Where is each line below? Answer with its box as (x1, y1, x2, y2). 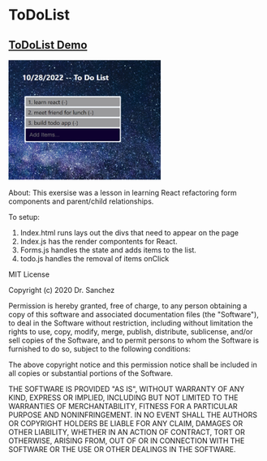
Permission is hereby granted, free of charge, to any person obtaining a (8, 301, 248, 310)
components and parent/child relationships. (8, 196, 154, 206)
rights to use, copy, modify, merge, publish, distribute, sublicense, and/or (8, 327, 253, 336)
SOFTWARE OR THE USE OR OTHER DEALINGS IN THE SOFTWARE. (8, 445, 236, 454)
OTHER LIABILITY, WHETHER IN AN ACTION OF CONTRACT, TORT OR (8, 428, 245, 437)
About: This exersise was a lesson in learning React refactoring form (8, 188, 237, 197)
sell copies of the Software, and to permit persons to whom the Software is (8, 335, 260, 345)
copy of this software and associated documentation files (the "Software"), (8, 310, 260, 319)
